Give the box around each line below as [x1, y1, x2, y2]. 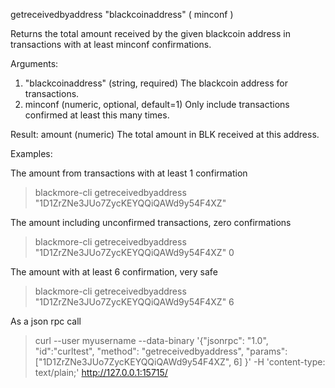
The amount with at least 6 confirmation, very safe [10, 266, 218, 278]
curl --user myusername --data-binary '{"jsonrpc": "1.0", [34, 335, 269, 346]
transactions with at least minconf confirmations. [10, 39, 212, 50]
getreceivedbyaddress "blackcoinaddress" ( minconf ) [10, 9, 234, 20]
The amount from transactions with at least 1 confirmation [10, 167, 248, 179]
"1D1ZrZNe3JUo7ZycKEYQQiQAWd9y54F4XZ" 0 [34, 247, 235, 258]
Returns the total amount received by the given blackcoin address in [10, 28, 291, 39]
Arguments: [10, 58, 59, 69]
